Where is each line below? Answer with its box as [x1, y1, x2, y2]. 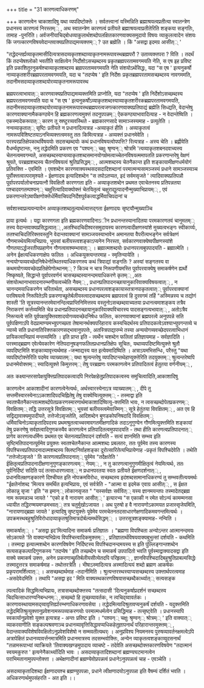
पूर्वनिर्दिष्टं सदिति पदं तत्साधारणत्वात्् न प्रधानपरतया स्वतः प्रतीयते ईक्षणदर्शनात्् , [6, 467, 161, 474]
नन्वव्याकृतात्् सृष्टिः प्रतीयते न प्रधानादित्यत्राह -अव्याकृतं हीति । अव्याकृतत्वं [6, 125, 151, 131]
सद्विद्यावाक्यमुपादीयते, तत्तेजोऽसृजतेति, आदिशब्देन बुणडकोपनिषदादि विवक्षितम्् [6, 412, 154, 419]
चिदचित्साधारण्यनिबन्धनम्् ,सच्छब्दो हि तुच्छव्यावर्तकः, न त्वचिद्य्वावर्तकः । [6, 594, 147, 601]
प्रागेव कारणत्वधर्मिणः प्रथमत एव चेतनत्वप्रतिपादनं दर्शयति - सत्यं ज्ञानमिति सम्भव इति [6, 433, 161, 440]
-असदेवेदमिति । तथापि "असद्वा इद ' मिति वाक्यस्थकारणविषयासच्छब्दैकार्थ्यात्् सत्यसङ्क [6, 575, 176, 582]
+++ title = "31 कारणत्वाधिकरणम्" [6, 6, 80, 13]
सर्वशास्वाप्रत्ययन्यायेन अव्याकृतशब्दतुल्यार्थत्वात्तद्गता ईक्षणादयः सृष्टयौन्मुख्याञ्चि [6, 205, 153, 212]
